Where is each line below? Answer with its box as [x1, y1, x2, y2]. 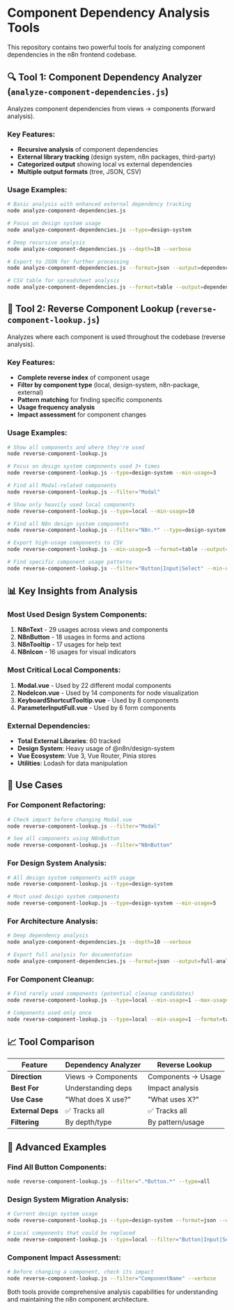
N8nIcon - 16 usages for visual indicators [17, 648, 136, 656]
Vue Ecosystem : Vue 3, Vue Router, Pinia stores [17, 751, 157, 760]
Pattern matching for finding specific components [17, 396, 162, 404]
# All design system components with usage [7, 874, 136, 881]
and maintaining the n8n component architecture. [7, 1295, 149, 1303]
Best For [10, 1084, 40, 1093]
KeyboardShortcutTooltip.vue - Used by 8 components [17, 696, 179, 704]
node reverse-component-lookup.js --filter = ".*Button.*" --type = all [7, 1178, 210, 1186]
